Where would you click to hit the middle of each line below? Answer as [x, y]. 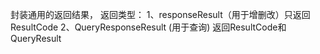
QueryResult [36, 38]
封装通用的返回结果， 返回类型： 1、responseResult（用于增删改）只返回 [160, 14]
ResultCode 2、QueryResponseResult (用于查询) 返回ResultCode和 [148, 27]
